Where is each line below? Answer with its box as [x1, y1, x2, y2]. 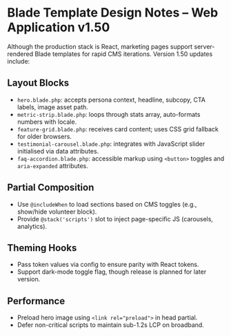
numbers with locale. [17, 118, 77, 126]
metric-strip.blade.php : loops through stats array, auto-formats [17, 110, 201, 118]
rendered [7, 50, 33, 58]
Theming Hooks [7, 242, 77, 254]
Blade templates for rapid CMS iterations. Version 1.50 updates [34, 50, 213, 58]
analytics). [17, 222, 47, 230]
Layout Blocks [7, 77, 70, 89]
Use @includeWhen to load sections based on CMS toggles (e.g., [17, 200, 197, 208]
